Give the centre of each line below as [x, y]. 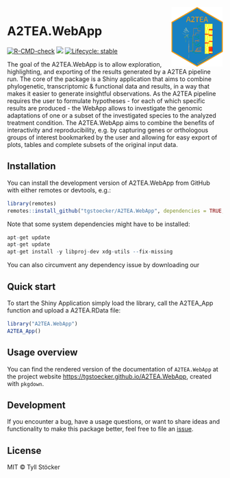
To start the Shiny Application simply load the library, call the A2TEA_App [110, 303]
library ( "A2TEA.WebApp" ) [42, 323]
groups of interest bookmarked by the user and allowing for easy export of [112, 137]
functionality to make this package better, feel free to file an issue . [100, 429]
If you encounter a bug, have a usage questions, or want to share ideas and [114, 422]
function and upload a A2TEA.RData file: [64, 310]
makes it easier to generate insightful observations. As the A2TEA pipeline [112, 93]
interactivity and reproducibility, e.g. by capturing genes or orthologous [108, 130]
